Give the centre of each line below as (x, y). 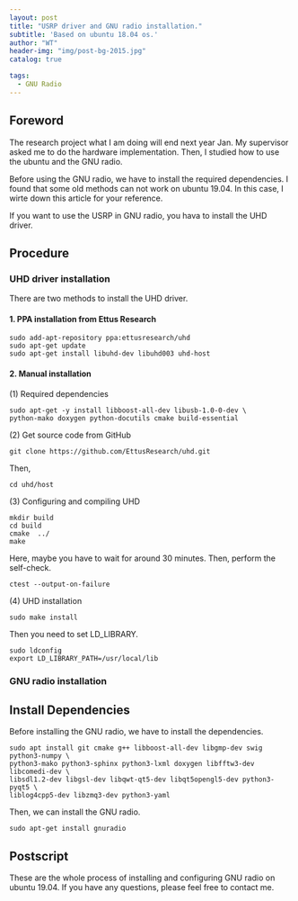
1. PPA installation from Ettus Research (83, 319)
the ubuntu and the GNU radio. (66, 161)
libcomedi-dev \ (39, 772)
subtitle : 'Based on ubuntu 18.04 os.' (84, 34)
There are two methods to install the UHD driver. (99, 299)
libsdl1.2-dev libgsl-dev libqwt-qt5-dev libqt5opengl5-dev (124, 779)
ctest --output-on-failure (60, 584)
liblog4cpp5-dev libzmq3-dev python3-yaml (90, 796)
